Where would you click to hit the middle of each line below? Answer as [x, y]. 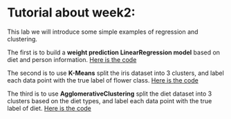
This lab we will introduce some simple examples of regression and [103, 32]
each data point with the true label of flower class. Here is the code [103, 80]
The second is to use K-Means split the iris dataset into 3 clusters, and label [116, 73]
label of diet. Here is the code [49, 108]
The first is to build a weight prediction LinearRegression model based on [113, 52]
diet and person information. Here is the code [72, 59]
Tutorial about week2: [72, 13]
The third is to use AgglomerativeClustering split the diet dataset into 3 [110, 94]
